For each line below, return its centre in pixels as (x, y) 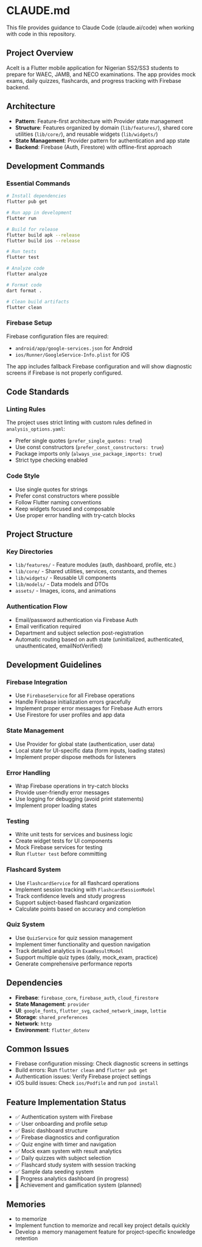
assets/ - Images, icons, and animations (65, 591)
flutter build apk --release (43, 235)
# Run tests (21, 252)
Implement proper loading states (56, 805)
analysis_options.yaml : (36, 429)
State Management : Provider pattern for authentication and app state (103, 140)
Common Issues (38, 1049)
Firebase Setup (29, 323)
